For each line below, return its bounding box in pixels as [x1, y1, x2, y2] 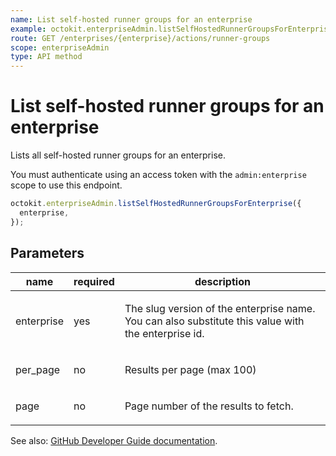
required [73, 274, 115, 288]
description [194, 274, 251, 288]
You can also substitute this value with [124, 314, 305, 328]
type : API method [10, 52, 83, 62]
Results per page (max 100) [124, 362, 257, 376]
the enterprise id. [124, 326, 205, 340]
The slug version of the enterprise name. [124, 301, 316, 315]
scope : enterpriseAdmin [10, 42, 110, 53]
